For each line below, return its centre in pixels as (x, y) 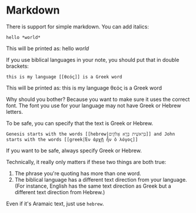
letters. (15, 112)
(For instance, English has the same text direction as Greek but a (93, 186)
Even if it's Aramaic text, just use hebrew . (55, 204)
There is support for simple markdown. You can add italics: (77, 27)
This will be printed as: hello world (48, 48)
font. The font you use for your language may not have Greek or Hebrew (94, 105)
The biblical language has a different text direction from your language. (101, 179)
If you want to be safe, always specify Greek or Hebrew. (74, 150)
